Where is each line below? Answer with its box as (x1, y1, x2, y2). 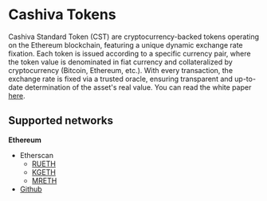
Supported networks (8, 114, 114, 128)
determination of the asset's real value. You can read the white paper (24, 82, 252, 92)
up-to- (234, 74, 257, 83)
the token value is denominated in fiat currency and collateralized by (8, 57, 233, 67)
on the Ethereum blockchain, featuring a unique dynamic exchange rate (8, 40, 243, 49)
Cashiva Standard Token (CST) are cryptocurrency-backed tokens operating (8, 32, 260, 41)
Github (19, 184, 42, 194)
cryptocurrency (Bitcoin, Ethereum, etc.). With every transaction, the (8, 65, 234, 75)
